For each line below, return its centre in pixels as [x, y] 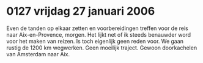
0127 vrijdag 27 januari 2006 [81, 11]
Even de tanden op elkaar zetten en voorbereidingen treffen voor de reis [97, 28]
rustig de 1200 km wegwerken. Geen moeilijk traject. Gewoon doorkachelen [102, 48]
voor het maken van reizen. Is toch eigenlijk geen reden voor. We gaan [95, 41]
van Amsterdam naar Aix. [38, 54]
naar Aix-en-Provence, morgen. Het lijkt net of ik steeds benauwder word [99, 34]
